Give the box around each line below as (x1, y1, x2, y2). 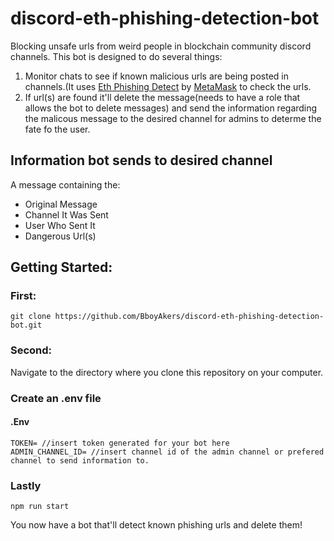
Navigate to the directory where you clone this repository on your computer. (10, 366, 324, 378)
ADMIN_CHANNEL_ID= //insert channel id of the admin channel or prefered (10, 447, 325, 457)
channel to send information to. (10, 455, 150, 466)
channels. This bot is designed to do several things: (10, 50, 223, 62)
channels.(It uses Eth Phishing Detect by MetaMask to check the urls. (24, 80, 312, 92)
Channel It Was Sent (24, 208, 109, 221)
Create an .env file (10, 391, 102, 405)
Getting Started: (10, 259, 113, 276)
